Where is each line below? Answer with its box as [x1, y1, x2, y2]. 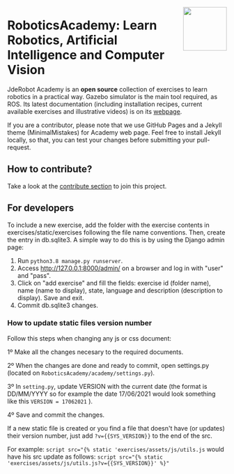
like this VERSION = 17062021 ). [7, 397, 93, 405]
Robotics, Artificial [7, 32, 118, 48]
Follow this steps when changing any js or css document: [7, 334, 172, 342]
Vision [7, 62, 45, 78]
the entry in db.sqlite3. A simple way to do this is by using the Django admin [7, 235, 225, 244]
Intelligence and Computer [7, 47, 165, 63]
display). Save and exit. [17, 293, 85, 302]
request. [7, 143, 31, 151]
